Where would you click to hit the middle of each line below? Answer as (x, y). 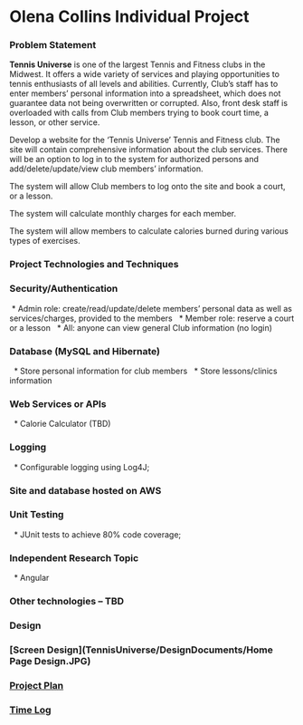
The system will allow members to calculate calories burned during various (149, 231)
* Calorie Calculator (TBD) (62, 424)
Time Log (30, 710)
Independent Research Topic (74, 557)
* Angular (31, 578)
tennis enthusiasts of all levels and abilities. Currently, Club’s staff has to (144, 84)
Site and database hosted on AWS (85, 490)
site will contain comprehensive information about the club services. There (148, 150)
